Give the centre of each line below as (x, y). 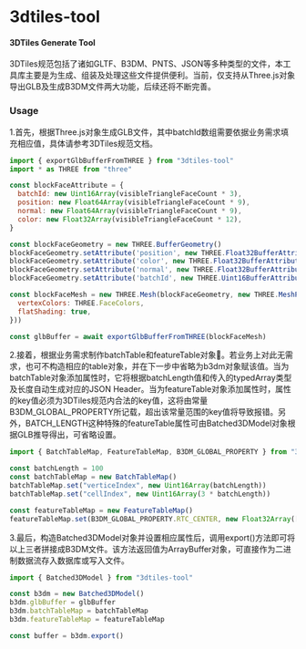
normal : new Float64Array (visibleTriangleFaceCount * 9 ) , (130, 211)
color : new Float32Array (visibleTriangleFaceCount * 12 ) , (130, 219)
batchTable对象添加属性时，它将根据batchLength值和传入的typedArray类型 (151, 378)
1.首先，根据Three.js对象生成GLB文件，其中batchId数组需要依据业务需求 (145, 132)
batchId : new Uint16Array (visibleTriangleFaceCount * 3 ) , (130, 194)
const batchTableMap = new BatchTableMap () (93, 477)
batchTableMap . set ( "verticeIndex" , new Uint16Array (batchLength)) (138, 486)
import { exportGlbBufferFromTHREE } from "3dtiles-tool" (122, 160)
